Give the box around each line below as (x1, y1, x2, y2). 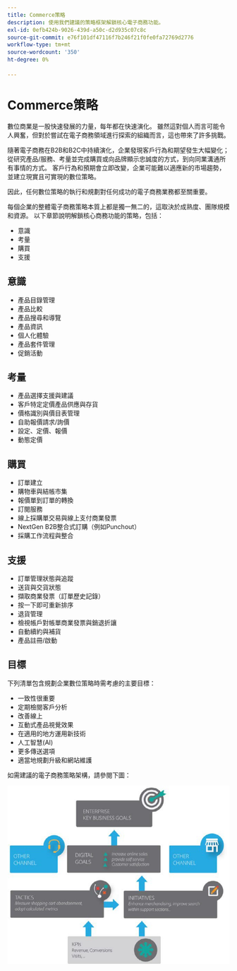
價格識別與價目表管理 (17, 409, 80, 417)
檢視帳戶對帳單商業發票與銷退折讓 (17, 618, 117, 627)
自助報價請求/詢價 (17, 418, 70, 426)
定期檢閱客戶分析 (17, 702, 68, 711)
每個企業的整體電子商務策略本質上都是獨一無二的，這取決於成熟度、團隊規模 (7, 202, 230, 211)
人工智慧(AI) (17, 738, 54, 746)
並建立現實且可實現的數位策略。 (7, 172, 100, 180)
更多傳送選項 (17, 747, 55, 755)
